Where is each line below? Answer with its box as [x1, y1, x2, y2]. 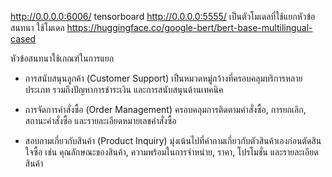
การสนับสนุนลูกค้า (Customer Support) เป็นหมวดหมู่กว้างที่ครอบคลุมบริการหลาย [24, 72, 303, 84]
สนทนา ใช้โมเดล [10, 22, 65, 33]
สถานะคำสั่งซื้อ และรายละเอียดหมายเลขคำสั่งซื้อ [24, 115, 177, 126]
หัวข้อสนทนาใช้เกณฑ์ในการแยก [10, 52, 115, 64]
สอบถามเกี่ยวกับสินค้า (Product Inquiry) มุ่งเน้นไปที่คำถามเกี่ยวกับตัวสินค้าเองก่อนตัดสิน [24, 135, 322, 146]
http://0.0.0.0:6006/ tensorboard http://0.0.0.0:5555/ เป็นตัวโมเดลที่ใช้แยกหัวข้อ [10, 11, 316, 22]
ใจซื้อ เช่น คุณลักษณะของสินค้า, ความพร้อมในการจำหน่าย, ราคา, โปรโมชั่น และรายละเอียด [24, 146, 319, 158]
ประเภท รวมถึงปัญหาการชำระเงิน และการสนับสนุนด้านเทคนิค [24, 84, 224, 95]
